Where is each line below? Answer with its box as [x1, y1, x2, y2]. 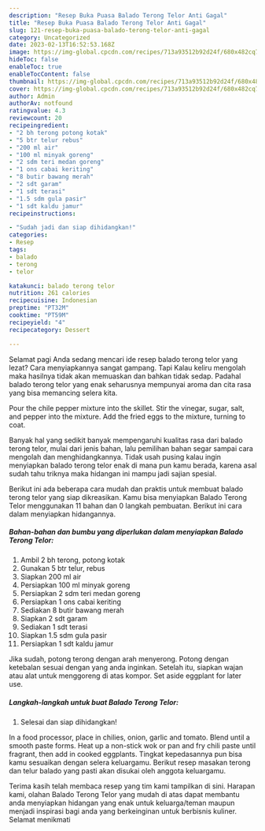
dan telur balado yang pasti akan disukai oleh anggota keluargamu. [9, 766, 226, 776]
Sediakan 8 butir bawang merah [20, 606, 124, 615]
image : [9, 48, 31, 56]
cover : [9, 84, 31, 93]
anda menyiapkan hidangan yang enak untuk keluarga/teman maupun [9, 798, 235, 808]
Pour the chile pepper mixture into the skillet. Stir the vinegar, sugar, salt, [9, 403, 245, 412]
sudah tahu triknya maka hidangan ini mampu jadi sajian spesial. [9, 468, 217, 478]
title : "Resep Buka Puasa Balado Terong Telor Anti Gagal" [9, 19, 207, 27]
